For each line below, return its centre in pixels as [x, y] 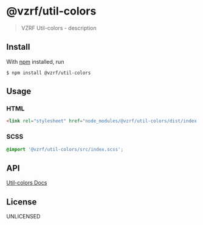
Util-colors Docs [27, 183]
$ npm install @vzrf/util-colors [49, 73]
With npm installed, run [35, 61]
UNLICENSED [23, 217]
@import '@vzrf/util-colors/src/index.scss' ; [65, 149]
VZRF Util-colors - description [59, 28]
